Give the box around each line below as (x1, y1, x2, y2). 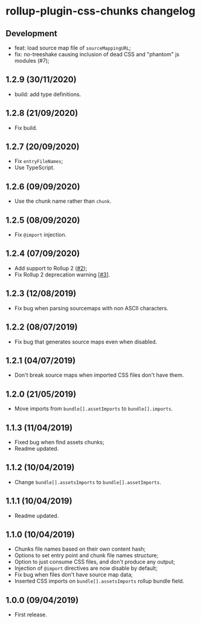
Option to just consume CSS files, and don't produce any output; (14, 558, 176, 566)
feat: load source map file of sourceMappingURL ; (14, 44, 131, 51)
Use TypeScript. (14, 164, 55, 171)
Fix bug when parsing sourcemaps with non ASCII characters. (14, 304, 168, 311)
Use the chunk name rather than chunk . (14, 197, 112, 205)
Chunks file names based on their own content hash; (14, 545, 146, 553)
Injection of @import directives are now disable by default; (14, 564, 158, 572)
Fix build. (14, 124, 37, 131)
